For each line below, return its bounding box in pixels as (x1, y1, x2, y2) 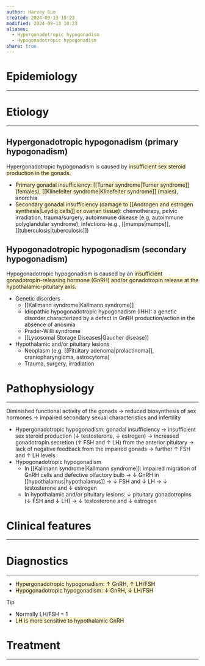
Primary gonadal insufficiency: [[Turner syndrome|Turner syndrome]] (15, 181, 190, 189)
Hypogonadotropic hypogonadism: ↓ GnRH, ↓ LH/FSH (15, 587, 154, 594)
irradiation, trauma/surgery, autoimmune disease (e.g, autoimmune (15, 214, 184, 221)
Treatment (6, 638, 61, 653)
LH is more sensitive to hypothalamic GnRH (15, 617, 124, 624)
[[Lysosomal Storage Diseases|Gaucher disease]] (24, 334, 149, 342)
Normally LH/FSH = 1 (15, 610, 68, 618)
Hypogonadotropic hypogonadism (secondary (6, 244, 187, 255)
